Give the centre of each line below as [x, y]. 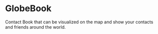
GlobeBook [28, 8]
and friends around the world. [35, 27]
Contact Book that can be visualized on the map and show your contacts [79, 22]
